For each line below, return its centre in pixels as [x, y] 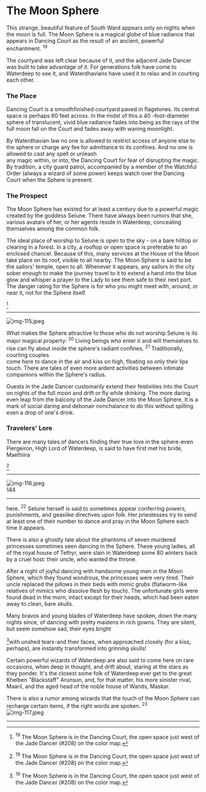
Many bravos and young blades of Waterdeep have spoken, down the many [102, 616]
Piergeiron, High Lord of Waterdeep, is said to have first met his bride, [94, 448]
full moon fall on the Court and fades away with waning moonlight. [90, 128]
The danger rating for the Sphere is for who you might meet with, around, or [102, 286]
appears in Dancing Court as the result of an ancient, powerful [85, 41]
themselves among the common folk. [53, 229]
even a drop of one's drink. [40, 412]
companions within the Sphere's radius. [56, 374]
